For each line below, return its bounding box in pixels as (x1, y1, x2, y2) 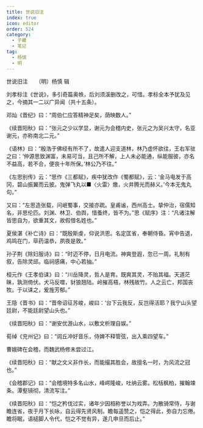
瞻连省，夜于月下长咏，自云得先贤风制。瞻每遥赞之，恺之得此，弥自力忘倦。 (6, 407, 199, 415)
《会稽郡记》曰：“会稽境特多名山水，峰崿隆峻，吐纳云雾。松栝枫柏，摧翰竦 (6, 379, 196, 386)
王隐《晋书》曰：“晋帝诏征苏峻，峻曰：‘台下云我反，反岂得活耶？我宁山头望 (6, 299, 197, 306)
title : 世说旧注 (6, 9, 44, 15)
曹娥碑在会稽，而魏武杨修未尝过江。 (6, 346, 98, 353)
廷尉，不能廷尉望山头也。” (6, 306, 71, 314)
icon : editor (6, 20, 40, 26)
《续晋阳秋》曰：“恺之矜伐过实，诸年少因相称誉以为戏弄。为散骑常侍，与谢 (6, 399, 196, 407)
